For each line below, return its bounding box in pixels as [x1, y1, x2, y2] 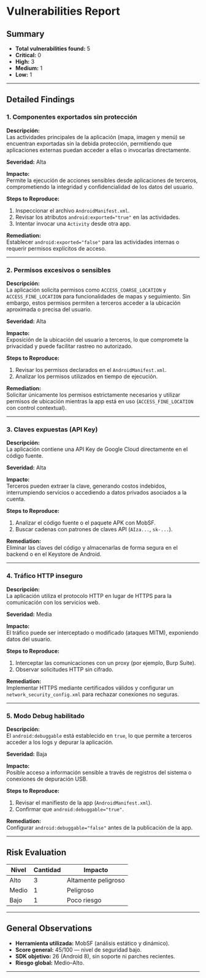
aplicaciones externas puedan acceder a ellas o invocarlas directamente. [6, 146, 191, 154]
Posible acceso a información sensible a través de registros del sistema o [6, 768, 192, 776]
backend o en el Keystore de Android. [6, 550, 102, 558]
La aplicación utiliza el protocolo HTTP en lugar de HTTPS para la [6, 592, 172, 599]
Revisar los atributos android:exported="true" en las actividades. [15, 213, 180, 221]
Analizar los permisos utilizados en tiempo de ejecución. [15, 373, 158, 380]
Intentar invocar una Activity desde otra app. [15, 219, 131, 227]
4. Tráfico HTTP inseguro [6, 572, 83, 580]
